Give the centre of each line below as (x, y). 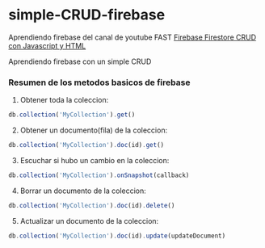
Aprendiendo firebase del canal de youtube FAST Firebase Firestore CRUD (132, 37)
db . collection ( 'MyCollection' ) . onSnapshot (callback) (99, 175)
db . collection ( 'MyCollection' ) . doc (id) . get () (86, 145)
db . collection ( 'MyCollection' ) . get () (72, 115)
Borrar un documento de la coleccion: (83, 191)
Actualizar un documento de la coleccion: (89, 221)
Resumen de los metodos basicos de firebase (99, 82)
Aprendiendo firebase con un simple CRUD (80, 61)
